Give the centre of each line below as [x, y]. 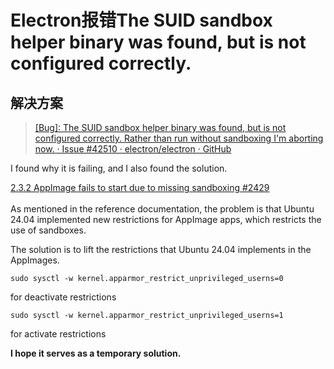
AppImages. [35, 260]
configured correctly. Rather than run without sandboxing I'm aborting [179, 138]
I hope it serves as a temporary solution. [96, 353]
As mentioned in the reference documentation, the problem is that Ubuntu [162, 209]
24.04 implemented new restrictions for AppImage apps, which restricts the [166, 219]
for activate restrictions [58, 334]
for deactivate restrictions [63, 297]
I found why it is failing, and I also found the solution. [119, 168]
